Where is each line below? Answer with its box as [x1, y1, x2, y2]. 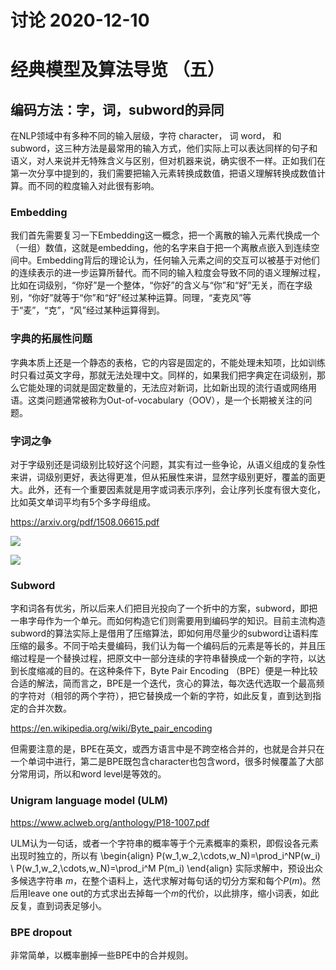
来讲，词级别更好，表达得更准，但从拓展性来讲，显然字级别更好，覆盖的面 [10, 471, 317, 483]
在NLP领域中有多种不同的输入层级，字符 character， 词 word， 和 [10, 130, 282, 142]
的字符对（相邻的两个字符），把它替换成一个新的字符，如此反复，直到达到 [10, 690, 313, 702]
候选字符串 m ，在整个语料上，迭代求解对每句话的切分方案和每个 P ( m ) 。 [18, 874, 312, 886]
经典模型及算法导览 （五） [10, 59, 225, 81]
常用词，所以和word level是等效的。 [18, 768, 167, 780]
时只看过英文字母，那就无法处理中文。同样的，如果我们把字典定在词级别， [10, 369, 317, 381]
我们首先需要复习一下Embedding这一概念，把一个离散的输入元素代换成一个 [10, 229, 320, 241]
